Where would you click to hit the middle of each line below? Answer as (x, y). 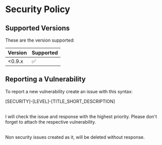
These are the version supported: (40, 40)
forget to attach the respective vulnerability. (51, 122)
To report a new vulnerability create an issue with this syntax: (69, 91)
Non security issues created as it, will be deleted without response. (75, 137)
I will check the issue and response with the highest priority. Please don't (81, 116)
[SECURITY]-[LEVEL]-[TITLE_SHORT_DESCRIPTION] (60, 101)
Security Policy (38, 9)
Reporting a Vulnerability (45, 79)
